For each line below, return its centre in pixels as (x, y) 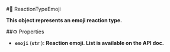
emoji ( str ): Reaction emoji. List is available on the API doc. (89, 43)
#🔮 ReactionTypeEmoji (33, 9)
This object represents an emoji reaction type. (64, 20)
